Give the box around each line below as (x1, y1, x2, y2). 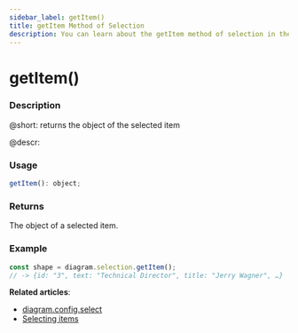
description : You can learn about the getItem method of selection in (9, 29, 276, 38)
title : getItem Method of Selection (9, 21, 145, 30)
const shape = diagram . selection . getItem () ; (9, 263, 176, 272)
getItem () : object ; (9, 179, 82, 188)
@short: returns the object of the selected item (9, 119, 180, 130)
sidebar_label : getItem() (9, 12, 105, 22)
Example (9, 242, 48, 255)
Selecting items (21, 313, 79, 324)
